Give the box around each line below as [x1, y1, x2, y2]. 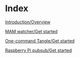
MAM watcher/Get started [5, 28, 58, 34]
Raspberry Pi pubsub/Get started [5, 47, 72, 53]
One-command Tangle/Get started [5, 38, 75, 44]
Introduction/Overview [5, 19, 51, 25]
